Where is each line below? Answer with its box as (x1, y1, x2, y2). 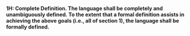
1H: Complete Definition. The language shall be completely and (6, 5, 163, 12)
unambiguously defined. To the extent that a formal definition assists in (6, 11, 185, 18)
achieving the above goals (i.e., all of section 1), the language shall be (6, 17, 179, 24)
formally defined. (6, 23, 50, 30)
